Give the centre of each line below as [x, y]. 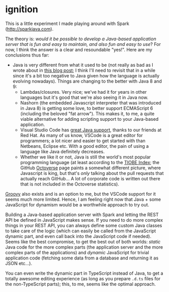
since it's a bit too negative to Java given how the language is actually [86, 75]
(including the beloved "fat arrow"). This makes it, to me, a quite [87, 114]
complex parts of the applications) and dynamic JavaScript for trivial [77, 252]
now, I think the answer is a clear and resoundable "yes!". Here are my [79, 49]
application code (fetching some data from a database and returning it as [82, 258]
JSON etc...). [19, 263]
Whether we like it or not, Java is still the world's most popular [86, 157]
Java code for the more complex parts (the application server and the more [84, 247]
